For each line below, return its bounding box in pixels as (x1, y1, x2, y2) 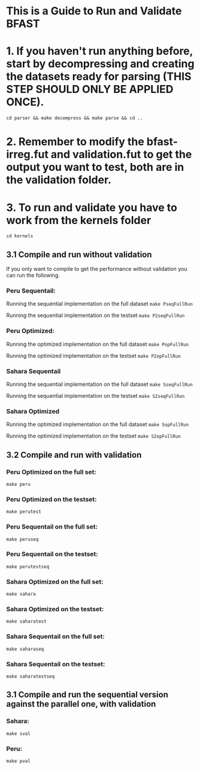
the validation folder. (6, 173, 112, 187)
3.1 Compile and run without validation (6, 249, 152, 259)
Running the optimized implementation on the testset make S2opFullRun (6, 433, 181, 440)
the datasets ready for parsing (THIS (6, 70, 192, 83)
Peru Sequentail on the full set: (6, 523, 98, 531)
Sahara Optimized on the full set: (6, 577, 104, 585)
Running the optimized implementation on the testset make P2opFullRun (6, 352, 181, 359)
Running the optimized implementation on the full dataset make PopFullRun (6, 340, 189, 348)
